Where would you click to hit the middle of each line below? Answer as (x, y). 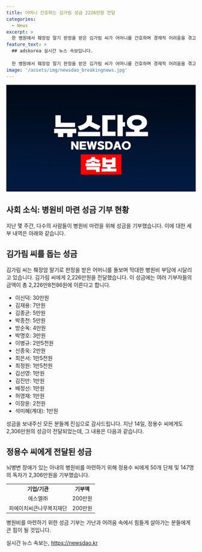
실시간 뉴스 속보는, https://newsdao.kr (52, 543)
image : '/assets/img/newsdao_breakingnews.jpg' (67, 70)
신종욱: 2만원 (30, 351)
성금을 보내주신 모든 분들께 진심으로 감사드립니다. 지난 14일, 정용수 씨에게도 (95, 424)
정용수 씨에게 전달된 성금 (49, 452)
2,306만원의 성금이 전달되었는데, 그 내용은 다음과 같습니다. (75, 431)
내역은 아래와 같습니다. (39, 233)
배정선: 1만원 (30, 388)
